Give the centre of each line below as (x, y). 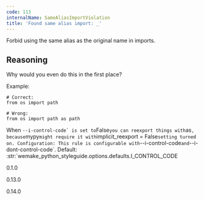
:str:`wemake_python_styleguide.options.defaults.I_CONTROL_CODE (92, 156)
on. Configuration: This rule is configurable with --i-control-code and (98, 143)
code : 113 (19, 12)
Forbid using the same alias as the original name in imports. (81, 41)
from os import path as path (43, 119)
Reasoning (27, 59)
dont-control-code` (30, 149)
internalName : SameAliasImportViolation (58, 18)
